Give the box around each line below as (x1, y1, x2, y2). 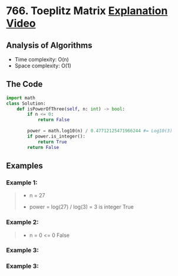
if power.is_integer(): (27, 133, 85, 139)
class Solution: (6, 100, 46, 106)
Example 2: (6, 218, 39, 226)
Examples (6, 161, 43, 171)
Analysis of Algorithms (6, 40, 93, 50)
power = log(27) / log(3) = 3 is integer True (29, 203, 134, 210)
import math (6, 95, 35, 101)
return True (37, 139, 67, 145)
